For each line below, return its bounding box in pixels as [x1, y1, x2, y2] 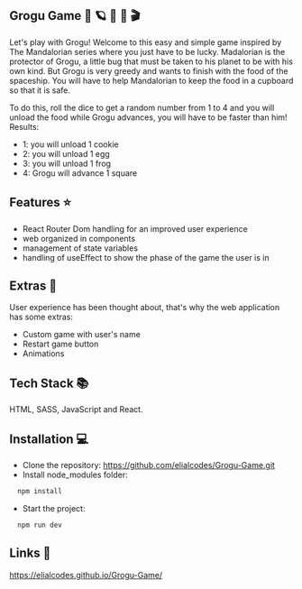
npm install [17, 487, 63, 496]
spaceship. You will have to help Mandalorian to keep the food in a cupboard [9, 75, 294, 86]
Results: [9, 121, 40, 132]
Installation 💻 [9, 431, 89, 446]
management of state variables [22, 243, 138, 253]
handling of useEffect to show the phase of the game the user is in [22, 252, 270, 262]
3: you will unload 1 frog [22, 158, 111, 169]
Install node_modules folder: [22, 469, 128, 481]
